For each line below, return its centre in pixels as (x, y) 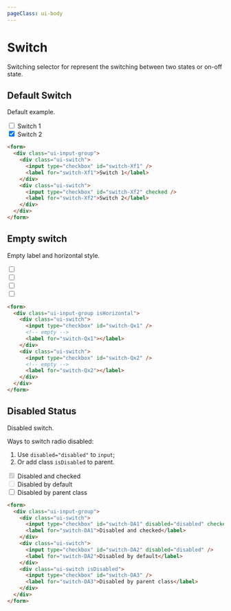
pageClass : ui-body (35, 13)
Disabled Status (42, 411)
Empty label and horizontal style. (54, 255)
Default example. (31, 112)
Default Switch (40, 95)
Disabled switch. (31, 428)
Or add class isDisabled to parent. (66, 462)
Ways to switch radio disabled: (51, 441)
